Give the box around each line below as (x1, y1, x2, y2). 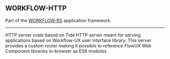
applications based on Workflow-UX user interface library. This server (5, 37, 152, 43)
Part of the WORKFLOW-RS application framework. (5, 17, 112, 23)
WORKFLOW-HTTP (5, 4, 67, 13)
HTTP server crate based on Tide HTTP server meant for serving (5, 32, 141, 38)
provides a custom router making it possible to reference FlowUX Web (5, 42, 152, 48)
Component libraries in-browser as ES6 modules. (5, 48, 108, 54)
